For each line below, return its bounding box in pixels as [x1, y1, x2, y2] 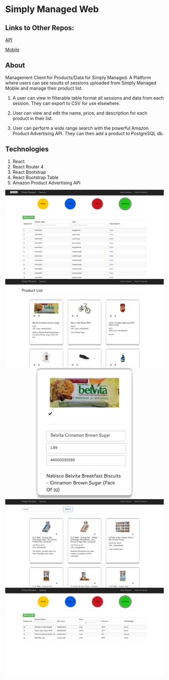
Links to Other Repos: [5, 24, 74, 32]
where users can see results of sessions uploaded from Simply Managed [5, 79, 156, 86]
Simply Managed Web [5, 4, 99, 15]
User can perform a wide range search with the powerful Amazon [12, 125, 149, 131]
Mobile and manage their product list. [5, 85, 83, 91]
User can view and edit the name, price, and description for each [12, 110, 147, 116]
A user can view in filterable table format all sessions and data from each [12, 94, 164, 101]
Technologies [5, 145, 49, 154]
